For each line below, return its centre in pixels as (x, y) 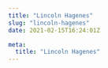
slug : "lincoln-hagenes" (49, 23)
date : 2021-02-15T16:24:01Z (54, 30)
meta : (17, 44)
